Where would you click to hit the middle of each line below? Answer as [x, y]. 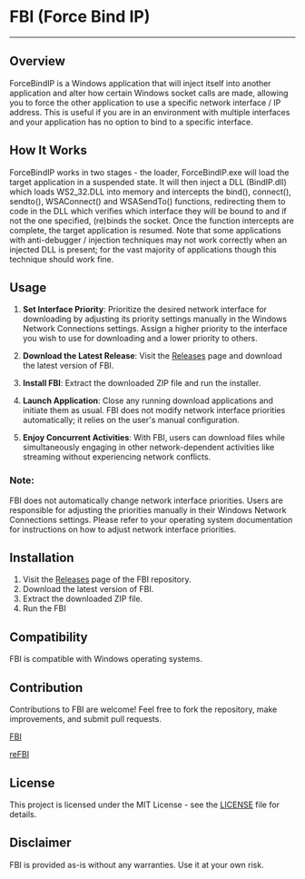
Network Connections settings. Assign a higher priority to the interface [155, 329]
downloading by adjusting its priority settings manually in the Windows [155, 319]
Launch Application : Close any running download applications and [148, 400]
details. [23, 814]
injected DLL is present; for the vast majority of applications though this [143, 249]
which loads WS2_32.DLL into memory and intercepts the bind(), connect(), [151, 192]
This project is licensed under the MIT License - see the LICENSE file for [144, 805]
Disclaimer [40, 843]
